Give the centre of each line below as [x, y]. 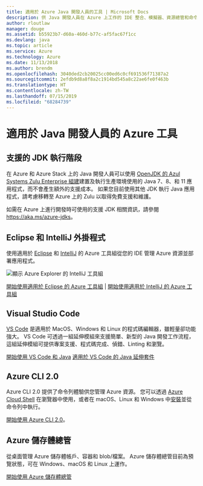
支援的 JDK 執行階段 [44, 158]
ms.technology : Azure [34, 57]
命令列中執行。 [25, 407]
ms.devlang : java [28, 40]
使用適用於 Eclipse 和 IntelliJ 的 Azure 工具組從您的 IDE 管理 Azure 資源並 [97, 253]
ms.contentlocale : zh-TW [37, 91]
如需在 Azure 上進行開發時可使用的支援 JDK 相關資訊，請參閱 [83, 209]
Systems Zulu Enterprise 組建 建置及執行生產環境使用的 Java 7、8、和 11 [96, 181]
